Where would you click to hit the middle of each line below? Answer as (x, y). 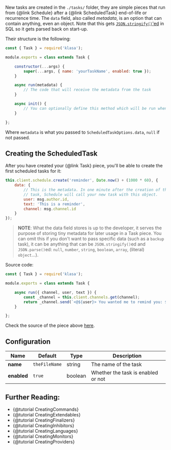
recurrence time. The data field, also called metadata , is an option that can (83, 18)
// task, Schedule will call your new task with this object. (91, 194)
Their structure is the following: (38, 39)
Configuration (28, 341)
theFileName (47, 365)
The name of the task (116, 365)
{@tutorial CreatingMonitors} (43, 436)
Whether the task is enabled (124, 373)
